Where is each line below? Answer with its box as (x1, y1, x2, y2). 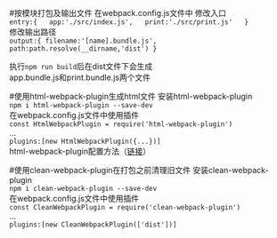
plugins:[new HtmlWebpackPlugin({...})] (9, 137, 162, 146)
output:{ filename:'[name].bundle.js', (9, 36, 158, 45)
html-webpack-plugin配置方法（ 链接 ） (9, 146, 151, 156)
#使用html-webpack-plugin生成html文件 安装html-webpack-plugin (9, 91, 253, 101)
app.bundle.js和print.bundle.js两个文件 (9, 72, 151, 83)
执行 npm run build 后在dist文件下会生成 (9, 61, 153, 71)
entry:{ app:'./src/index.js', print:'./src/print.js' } (9, 18, 249, 27)
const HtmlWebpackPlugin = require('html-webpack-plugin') (9, 120, 233, 129)
